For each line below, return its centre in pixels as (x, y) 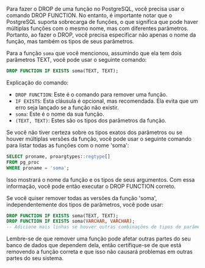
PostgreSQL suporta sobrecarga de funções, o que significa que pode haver (102, 22)
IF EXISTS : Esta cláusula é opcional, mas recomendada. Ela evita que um (106, 101)
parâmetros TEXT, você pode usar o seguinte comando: (77, 60)
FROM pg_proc (23, 162)
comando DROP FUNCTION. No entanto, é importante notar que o (89, 15)
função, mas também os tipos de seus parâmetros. (70, 41)
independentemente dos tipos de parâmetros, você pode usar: (85, 204)
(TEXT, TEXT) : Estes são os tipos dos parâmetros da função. (91, 120)
